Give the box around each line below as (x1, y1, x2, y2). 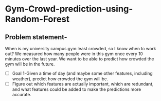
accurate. (12, 92, 32, 98)
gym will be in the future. (5, 61, 55, 67)
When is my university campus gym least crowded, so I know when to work (5, 46, 157, 51)
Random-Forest (5, 14, 70, 25)
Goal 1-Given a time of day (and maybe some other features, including (12, 71, 153, 76)
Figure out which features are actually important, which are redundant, (12, 81, 154, 87)
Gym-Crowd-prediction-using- (5, 3, 133, 14)
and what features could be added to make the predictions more (12, 87, 141, 92)
